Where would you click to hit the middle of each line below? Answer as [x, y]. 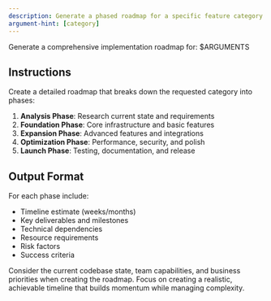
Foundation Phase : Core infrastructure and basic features [117, 125]
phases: [22, 100]
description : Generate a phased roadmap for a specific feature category [136, 16]
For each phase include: [49, 196]
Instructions [40, 72]
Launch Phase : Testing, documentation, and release [108, 150]
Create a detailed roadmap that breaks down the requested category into [131, 92]
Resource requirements [59, 238]
